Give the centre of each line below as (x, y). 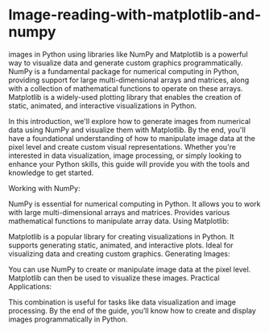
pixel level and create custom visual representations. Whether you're (122, 147)
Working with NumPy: (44, 188)
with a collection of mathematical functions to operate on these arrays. (126, 88)
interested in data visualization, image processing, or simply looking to (125, 156)
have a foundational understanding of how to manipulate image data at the (132, 138)
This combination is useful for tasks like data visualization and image (122, 302)
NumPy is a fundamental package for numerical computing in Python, (124, 71)
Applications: (30, 286)
